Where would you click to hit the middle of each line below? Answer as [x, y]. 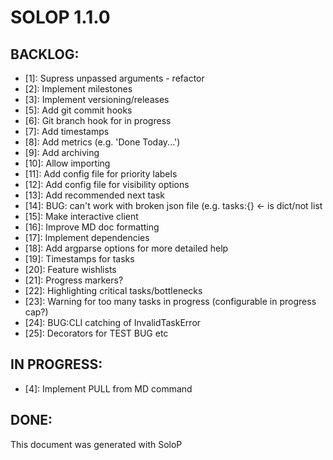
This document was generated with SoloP [96, 444]
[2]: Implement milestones [78, 89]
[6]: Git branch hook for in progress [98, 120]
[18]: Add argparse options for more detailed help [126, 248]
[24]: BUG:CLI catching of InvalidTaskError [113, 322]
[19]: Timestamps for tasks [79, 259]
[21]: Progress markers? [74, 280]
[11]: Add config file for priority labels [101, 174]
